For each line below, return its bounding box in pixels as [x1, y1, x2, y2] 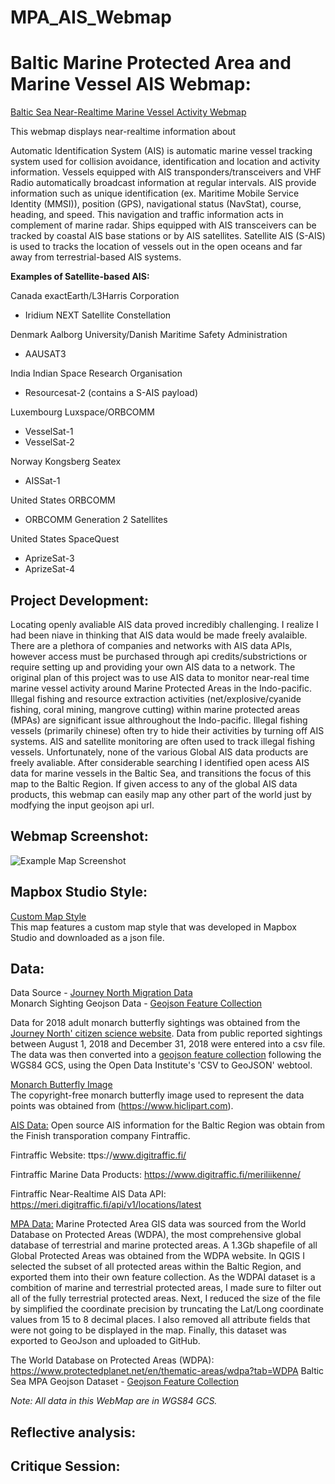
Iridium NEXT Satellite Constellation [24, 309, 172, 321]
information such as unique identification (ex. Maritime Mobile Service [10, 187, 300, 200]
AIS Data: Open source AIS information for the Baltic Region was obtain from [10, 1119, 326, 1131]
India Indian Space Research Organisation [10, 367, 183, 380]
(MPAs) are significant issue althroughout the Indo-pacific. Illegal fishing [10, 714, 308, 726]
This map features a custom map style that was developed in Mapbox [10, 921, 297, 933]
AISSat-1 [24, 475, 61, 487]
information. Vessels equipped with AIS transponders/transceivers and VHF [10, 166, 322, 178]
